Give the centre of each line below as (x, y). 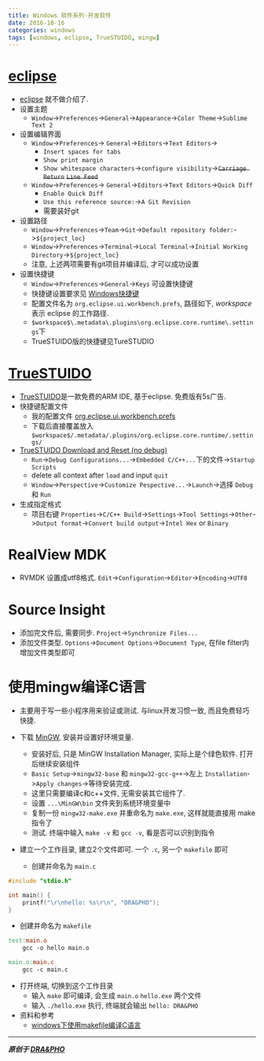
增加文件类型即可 (47, 652)
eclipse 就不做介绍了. (54, 99)
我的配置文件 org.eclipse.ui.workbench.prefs (103, 416)
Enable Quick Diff (73, 194)
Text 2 (42, 126)
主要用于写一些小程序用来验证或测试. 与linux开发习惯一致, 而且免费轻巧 (134, 710)
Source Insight (57, 610)
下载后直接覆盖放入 (62, 426)
